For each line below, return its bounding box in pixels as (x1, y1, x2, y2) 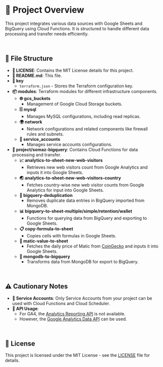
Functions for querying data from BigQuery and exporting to (26, 215, 147, 221)
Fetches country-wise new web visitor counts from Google (26, 182, 145, 188)
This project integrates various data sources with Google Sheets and (5, 20, 143, 26)
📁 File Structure (5, 55, 53, 63)
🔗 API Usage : (12, 306, 39, 311)
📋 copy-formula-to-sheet (19, 226, 73, 232)
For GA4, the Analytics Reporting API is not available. (19, 310, 126, 316)
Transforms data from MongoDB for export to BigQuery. (26, 258, 139, 265)
